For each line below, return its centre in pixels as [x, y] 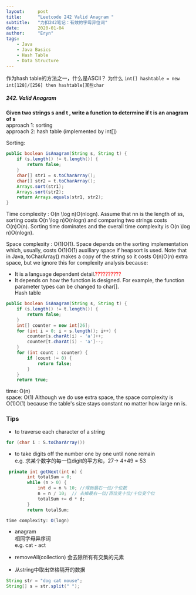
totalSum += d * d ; [61, 499]
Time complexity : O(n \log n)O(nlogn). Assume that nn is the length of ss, [95, 214]
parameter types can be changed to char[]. [67, 287]
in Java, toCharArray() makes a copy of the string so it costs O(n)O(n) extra [97, 256]
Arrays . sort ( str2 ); [40, 192]
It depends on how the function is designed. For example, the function [99, 280]
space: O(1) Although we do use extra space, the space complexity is [90, 397]
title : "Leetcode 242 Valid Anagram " [60, 17]
